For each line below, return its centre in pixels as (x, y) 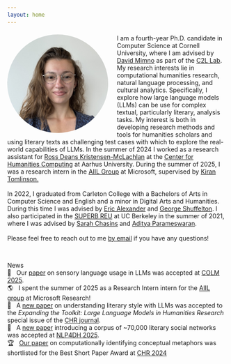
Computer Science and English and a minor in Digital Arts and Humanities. (113, 201)
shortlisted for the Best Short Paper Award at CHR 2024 (87, 353)
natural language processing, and (165, 82)
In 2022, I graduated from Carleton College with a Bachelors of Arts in (107, 194)
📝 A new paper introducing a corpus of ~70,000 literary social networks (112, 327)
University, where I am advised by (166, 53)
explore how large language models (168, 97)
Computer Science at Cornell (159, 45)
